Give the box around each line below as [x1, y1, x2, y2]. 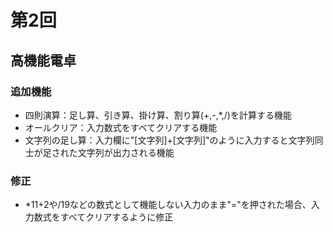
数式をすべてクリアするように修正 [33, 211, 174, 223]
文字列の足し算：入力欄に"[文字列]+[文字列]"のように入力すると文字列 [24, 134, 315, 146]
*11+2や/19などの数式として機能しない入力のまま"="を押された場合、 [24, 199, 312, 211]
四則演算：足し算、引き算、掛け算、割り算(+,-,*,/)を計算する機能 [24, 109, 292, 121]
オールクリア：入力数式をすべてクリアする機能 [24, 121, 218, 133]
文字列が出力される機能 [77, 146, 175, 158]
